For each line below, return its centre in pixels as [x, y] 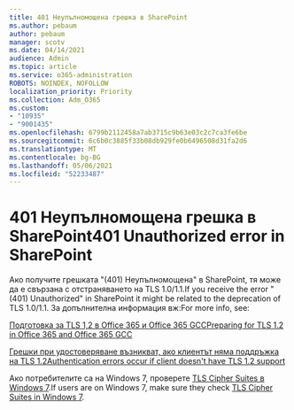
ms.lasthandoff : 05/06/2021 [61, 166]
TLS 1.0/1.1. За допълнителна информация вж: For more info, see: [129, 308]
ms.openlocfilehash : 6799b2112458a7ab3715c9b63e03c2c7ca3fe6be [128, 133]
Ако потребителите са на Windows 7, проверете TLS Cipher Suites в [137, 378]
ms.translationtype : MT [53, 149]
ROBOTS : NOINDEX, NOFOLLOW [59, 83]
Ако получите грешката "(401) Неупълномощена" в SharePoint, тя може [145, 280]
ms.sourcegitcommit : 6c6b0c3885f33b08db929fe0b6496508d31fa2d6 [128, 141]
